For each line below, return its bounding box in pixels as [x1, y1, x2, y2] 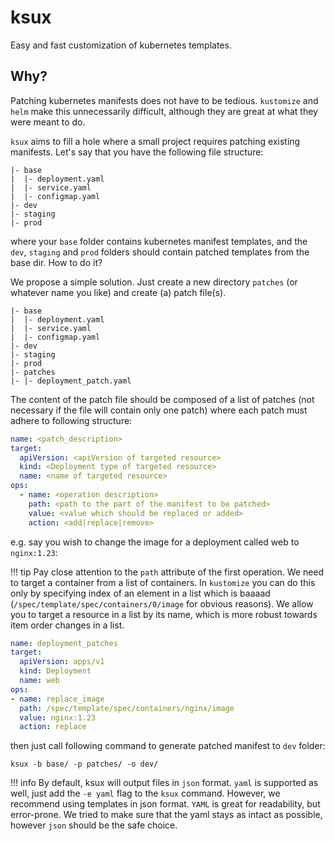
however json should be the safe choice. [10, 819, 178, 831]
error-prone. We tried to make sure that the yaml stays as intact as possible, [10, 809, 323, 821]
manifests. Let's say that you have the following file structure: [10, 146, 264, 158]
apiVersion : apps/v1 [19, 657, 105, 667]
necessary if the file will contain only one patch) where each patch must [10, 404, 308, 416]
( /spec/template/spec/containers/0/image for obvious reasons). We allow [10, 597, 314, 610]
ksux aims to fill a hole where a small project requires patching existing [10, 135, 301, 147]
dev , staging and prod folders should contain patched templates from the [10, 246, 310, 258]
